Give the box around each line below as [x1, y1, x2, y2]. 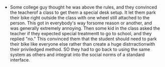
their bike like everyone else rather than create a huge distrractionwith [10, 41, 155, 47]
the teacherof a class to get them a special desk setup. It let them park [10, 9, 156, 15]
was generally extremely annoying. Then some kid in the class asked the [10, 25, 160, 31]
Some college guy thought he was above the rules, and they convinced [10, 4, 157, 10]
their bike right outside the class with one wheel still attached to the [10, 15, 150, 20]
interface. [10, 57, 30, 63]
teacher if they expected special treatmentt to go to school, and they [10, 31, 152, 36]
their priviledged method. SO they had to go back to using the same [10, 47, 150, 52]
